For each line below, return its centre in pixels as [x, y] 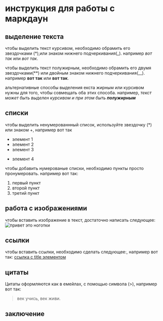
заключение [25, 313]
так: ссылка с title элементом [36, 257]
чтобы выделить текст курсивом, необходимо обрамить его [68, 48]
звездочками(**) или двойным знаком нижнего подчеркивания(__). [75, 73]
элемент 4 [23, 159]
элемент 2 [23, 144]
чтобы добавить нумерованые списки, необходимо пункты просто [74, 168]
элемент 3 [23, 149]
